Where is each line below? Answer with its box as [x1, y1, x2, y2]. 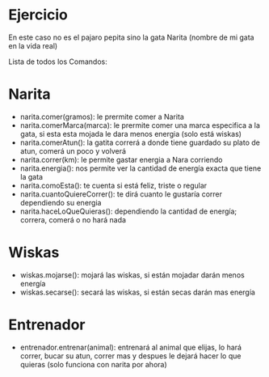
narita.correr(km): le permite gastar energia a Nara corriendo [19, 155, 223, 164]
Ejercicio [8, 6, 69, 24]
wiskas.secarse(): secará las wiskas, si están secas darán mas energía [19, 287, 256, 297]
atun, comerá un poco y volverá [19, 146, 127, 155]
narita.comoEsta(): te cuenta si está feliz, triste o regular [19, 180, 208, 190]
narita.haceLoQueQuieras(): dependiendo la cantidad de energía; [19, 206, 237, 216]
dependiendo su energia [19, 197, 102, 207]
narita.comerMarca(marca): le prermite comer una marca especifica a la [19, 120, 261, 130]
